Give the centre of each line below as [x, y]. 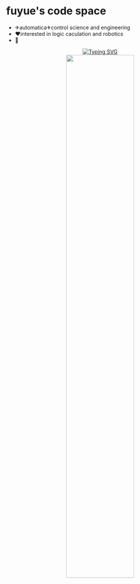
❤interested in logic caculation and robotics [69, 33]
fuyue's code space [56, 11]
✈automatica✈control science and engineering [72, 27]
